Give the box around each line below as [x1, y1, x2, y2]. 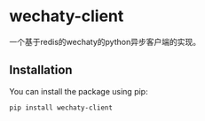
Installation [9, 63, 73, 78]
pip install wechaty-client [9, 103, 114, 112]
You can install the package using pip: [9, 86, 148, 96]
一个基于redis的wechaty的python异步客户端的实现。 [9, 36, 201, 47]
